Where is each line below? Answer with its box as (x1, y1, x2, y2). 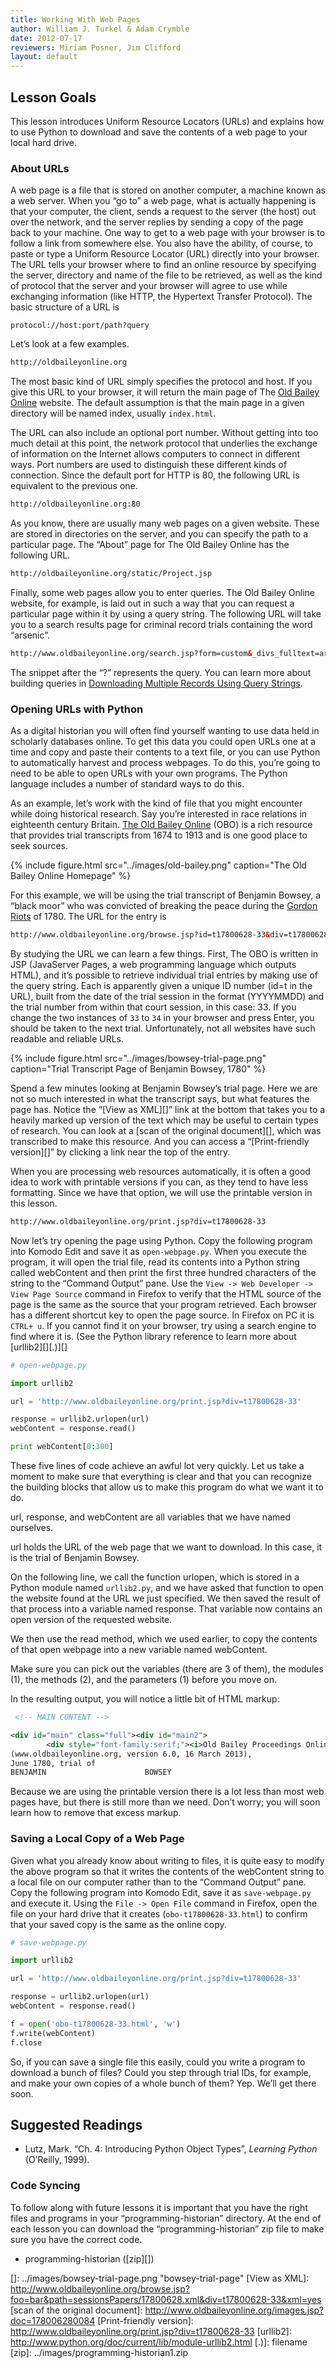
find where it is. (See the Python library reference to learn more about (10, 1330, 297, 1342)
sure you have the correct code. (10, 2233, 143, 2245)
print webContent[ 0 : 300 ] (10, 1442, 114, 1452)
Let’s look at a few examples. (10, 338, 130, 350)
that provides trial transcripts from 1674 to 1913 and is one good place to (10, 829, 308, 841)
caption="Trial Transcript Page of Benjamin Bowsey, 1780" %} (10, 1062, 267, 1075)
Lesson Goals (10, 89, 97, 106)
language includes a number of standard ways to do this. (10, 778, 245, 790)
